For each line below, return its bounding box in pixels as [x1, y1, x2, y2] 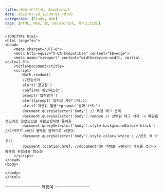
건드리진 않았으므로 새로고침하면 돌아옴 [5, 119, 72, 124]
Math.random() [22, 73, 51, 78]
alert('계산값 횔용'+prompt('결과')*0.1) [22, 103, 101, 109]
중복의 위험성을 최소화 [5, 149, 43, 154]
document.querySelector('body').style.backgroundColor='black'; [22, 123, 156, 128]
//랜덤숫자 [22, 78, 40, 83]
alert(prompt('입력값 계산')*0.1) [22, 98, 88, 103]
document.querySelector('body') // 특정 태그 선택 [22, 109, 121, 114]
